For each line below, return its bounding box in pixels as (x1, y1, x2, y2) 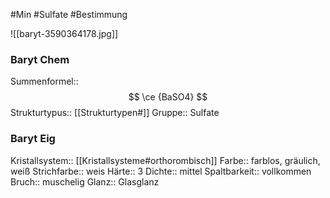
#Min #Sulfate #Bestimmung (10, 9, 128, 20)
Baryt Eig (10, 132, 56, 146)
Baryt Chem (10, 52, 70, 66)
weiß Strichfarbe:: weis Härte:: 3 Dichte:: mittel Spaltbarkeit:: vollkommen (10, 165, 312, 177)
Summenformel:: (10, 75, 79, 88)
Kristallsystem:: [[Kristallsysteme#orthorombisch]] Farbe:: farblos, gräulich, (10, 154, 321, 166)
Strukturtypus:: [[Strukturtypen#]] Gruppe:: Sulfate (10, 107, 220, 119)
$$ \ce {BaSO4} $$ (128, 91, 208, 103)
